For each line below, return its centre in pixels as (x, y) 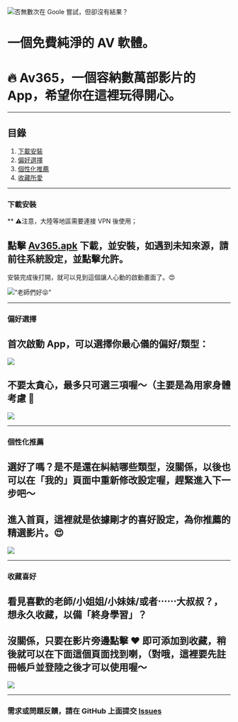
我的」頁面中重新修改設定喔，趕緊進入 (128, 480)
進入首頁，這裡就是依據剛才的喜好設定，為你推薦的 (119, 520)
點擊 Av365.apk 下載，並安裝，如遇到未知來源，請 (118, 245)
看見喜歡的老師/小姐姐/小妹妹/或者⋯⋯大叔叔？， (115, 602)
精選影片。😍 (35, 533)
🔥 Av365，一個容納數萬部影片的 (102, 78)
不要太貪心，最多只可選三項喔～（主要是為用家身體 (119, 385)
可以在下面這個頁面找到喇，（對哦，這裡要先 (121, 654)
